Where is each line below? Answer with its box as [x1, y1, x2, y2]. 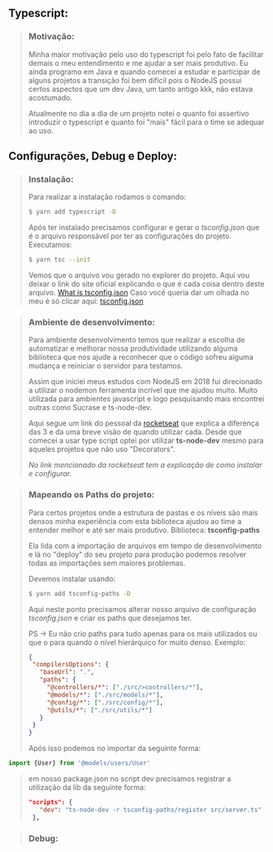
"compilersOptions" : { [32, 661, 110, 669]
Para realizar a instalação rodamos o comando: [28, 192, 187, 202]
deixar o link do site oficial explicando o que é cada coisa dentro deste [28, 279, 265, 289]
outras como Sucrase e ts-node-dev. [28, 403, 153, 413]
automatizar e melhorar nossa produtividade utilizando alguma [28, 343, 238, 353]
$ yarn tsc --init [28, 256, 91, 264]
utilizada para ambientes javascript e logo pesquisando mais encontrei [28, 394, 265, 404]
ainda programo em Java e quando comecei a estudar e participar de [28, 67, 261, 76]
